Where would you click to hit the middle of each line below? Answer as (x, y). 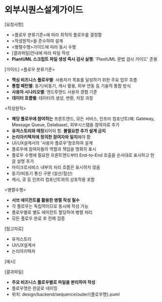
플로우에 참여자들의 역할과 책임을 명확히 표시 (54, 149)
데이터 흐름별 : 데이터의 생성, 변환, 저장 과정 (52, 98)
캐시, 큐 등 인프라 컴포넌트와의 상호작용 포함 (53, 179)
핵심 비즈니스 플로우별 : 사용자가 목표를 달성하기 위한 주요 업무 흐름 (74, 80)
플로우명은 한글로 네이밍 (35, 288)
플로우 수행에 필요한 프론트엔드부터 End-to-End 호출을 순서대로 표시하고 (80, 155)
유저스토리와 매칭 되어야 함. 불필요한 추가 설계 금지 (59, 131)
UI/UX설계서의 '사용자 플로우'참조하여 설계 (52, 143)
